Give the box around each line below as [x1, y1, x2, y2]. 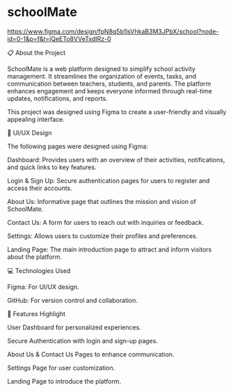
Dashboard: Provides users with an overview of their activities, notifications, [7, 155, 225, 164]
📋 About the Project [7, 48, 66, 56]
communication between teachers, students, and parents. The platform [7, 79, 211, 88]
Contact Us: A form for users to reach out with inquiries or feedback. [7, 218, 204, 226]
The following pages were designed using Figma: [7, 142, 148, 150]
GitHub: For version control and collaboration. [7, 296, 138, 304]
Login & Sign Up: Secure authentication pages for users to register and [7, 176, 210, 185]
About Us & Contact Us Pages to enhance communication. [7, 350, 175, 359]
